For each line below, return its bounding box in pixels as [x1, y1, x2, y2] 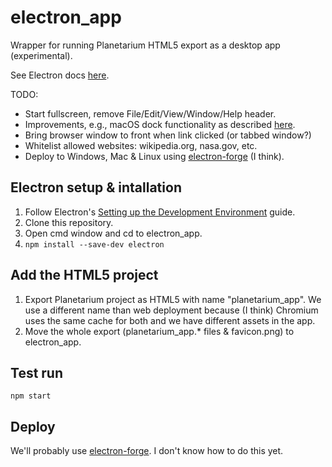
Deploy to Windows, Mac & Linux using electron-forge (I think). [24, 150, 285, 162]
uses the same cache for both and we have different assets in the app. [24, 314, 316, 326]
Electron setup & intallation [10, 179, 182, 196]
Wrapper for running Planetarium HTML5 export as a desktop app [10, 39, 281, 51]
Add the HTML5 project [10, 267, 159, 284]
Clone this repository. [24, 216, 114, 228]
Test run [10, 364, 64, 381]
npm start [10, 391, 52, 401]
